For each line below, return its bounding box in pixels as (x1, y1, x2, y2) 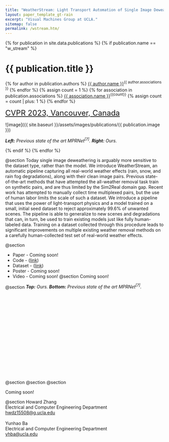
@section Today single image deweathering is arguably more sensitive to (5, 157, 157, 163)
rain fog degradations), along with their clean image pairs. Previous (5, 173, 144, 179)
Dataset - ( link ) (12, 262, 44, 268)
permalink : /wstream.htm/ (5, 26, 59, 31)
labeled (5, 222, 21, 228)
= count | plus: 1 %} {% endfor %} (5, 98, 75, 104)
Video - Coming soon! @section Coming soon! (12, 273, 109, 279)
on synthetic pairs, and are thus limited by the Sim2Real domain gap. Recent (5, 184, 163, 190)
